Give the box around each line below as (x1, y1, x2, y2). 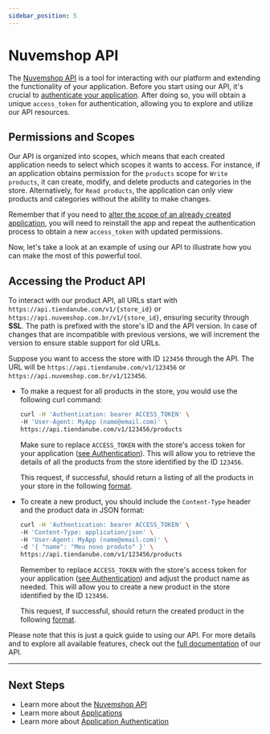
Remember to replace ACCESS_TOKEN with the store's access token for (19, 565, 247, 575)
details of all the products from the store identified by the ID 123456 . (19, 457, 243, 467)
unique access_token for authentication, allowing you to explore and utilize (8, 98, 253, 108)
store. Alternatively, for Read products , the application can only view (8, 186, 233, 195)
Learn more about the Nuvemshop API (19, 699, 147, 709)
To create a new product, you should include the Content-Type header (19, 496, 252, 506)
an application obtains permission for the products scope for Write (8, 169, 228, 178)
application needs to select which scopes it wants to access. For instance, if (8, 160, 261, 169)
